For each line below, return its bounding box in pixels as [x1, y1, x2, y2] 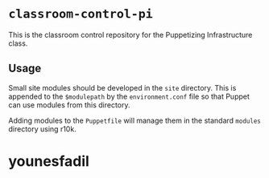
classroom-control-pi [8, 6, 153, 22]
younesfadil [8, 152, 90, 170]
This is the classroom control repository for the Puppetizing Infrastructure [8, 30, 253, 39]
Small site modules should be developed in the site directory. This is [8, 83, 237, 92]
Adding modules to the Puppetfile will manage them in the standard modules [8, 115, 262, 125]
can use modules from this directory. [8, 99, 130, 110]
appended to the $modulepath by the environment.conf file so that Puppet [8, 91, 250, 101]
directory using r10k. [8, 123, 77, 134]
